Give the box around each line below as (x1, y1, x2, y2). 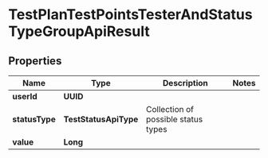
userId (12, 91, 37, 102)
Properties (8, 54, 62, 67)
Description (162, 78, 209, 88)
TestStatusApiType (63, 114, 139, 125)
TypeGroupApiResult (8, 22, 150, 40)
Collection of (146, 104, 194, 114)
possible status (146, 114, 203, 125)
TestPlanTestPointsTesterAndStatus (8, 6, 253, 24)
